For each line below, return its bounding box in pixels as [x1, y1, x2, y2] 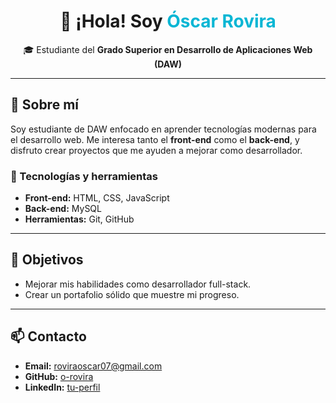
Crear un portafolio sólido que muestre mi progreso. [24, 288, 240, 300]
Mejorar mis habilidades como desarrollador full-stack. [24, 278, 252, 290]
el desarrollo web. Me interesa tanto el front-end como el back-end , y [10, 133, 300, 145]
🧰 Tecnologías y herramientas [10, 169, 159, 183]
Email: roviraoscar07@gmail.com [24, 360, 163, 372]
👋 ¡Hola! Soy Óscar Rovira [59, 10, 277, 33]
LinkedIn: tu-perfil [24, 381, 101, 393]
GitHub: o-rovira [24, 370, 94, 382]
